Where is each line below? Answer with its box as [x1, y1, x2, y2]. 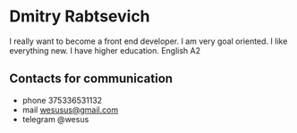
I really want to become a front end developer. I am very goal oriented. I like [9, 36, 288, 46]
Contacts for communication [9, 71, 173, 87]
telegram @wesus [21, 113, 89, 124]
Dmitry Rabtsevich [9, 6, 150, 27]
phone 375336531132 [21, 95, 103, 105]
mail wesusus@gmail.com [21, 104, 119, 115]
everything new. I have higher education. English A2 [9, 45, 201, 55]
